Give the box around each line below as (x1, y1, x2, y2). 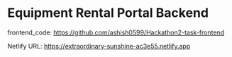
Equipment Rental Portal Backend (7, 5, 209, 21)
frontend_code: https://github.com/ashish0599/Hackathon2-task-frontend (7, 28, 225, 37)
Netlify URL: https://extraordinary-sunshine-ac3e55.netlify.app (7, 42, 191, 50)
